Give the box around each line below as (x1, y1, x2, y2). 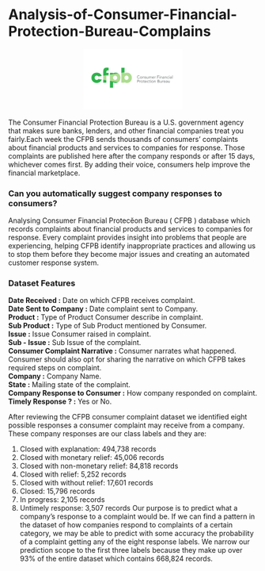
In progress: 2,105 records (19, 495, 105, 504)
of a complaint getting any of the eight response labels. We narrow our (19, 537, 251, 546)
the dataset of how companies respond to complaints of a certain (19, 520, 233, 530)
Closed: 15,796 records (19, 486, 96, 496)
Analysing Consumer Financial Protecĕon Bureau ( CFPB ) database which (8, 216, 251, 225)
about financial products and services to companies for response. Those (8, 143, 245, 152)
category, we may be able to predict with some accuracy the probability (19, 529, 255, 538)
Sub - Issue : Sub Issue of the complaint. (8, 338, 142, 347)
